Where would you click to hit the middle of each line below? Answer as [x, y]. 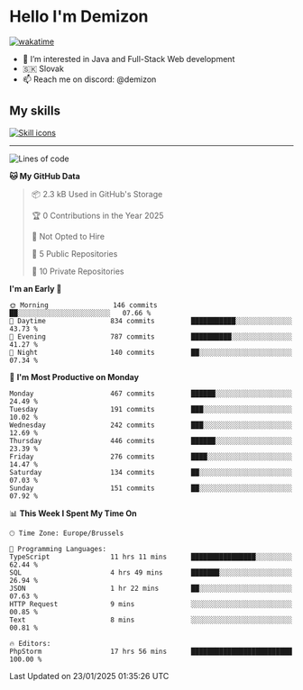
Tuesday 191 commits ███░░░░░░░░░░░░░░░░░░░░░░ [151, 409]
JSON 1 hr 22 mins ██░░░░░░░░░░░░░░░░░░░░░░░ [151, 588]
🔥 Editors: [30, 643]
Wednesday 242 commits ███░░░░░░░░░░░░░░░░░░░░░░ [151, 425]
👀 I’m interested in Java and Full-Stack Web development [129, 59]
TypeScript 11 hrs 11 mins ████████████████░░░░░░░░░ [151, 557]
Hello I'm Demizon [79, 17]
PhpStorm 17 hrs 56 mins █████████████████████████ [151, 651]
